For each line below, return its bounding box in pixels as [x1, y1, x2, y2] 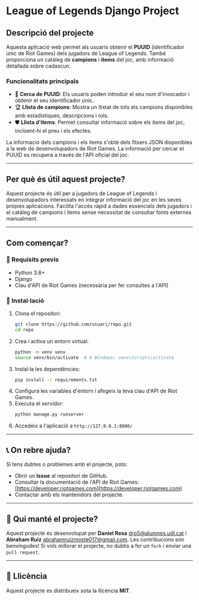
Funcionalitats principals [6, 77, 79, 85]
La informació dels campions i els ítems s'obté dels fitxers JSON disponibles [6, 139, 192, 146]
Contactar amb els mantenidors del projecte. [14, 491, 124, 499]
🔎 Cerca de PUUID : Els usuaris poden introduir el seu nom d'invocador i [14, 91, 190, 98]
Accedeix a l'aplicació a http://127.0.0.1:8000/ [14, 422, 133, 429]
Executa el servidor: [14, 400, 64, 407]
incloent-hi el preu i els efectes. [14, 127, 92, 135]
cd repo [14, 327, 34, 333]
